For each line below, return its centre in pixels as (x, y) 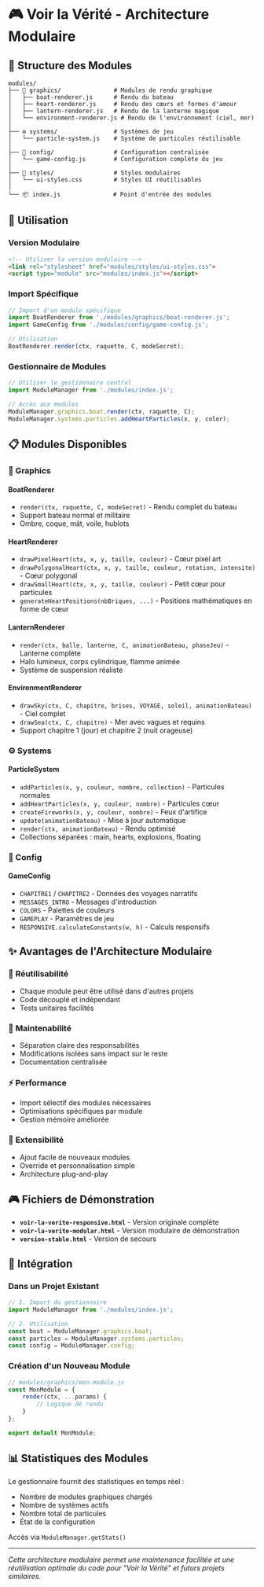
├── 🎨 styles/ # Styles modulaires (94, 173)
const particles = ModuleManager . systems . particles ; (96, 1339)
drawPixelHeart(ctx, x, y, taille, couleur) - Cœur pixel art (120, 559)
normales (35, 795)
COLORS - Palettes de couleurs (67, 910)
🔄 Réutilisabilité (38, 974)
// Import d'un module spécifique (65, 310)
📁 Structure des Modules (70, 66)
